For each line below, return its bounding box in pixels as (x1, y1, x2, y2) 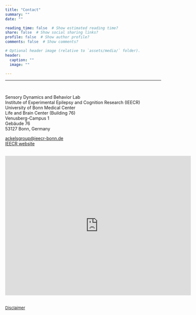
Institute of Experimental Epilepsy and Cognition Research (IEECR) (5, 100, 141, 106)
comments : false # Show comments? (5, 39, 79, 45)
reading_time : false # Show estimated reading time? (5, 25, 119, 30)
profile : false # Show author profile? (5, 35, 90, 40)
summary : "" (5, 12, 30, 17)
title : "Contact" (5, 7, 41, 12)
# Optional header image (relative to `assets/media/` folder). (5, 48, 141, 53)
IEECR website (5, 141, 35, 147)
